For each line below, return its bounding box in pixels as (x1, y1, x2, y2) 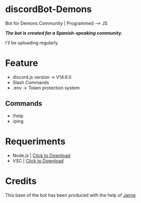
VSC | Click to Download (12, 158, 64, 164)
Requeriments (5, 136, 65, 147)
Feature (5, 57, 38, 69)
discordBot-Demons (5, 4, 92, 15)
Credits (5, 175, 37, 187)
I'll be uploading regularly (5, 39, 58, 46)
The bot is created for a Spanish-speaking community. (5, 30, 123, 36)
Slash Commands (12, 79, 49, 85)
